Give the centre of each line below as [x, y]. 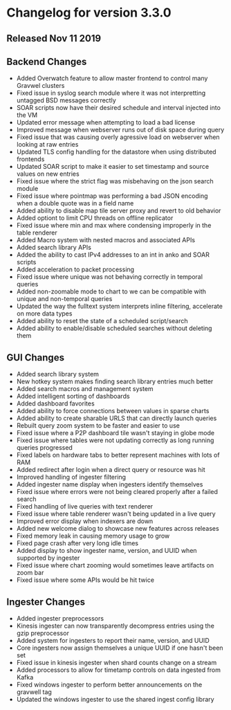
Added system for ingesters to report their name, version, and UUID [113, 641]
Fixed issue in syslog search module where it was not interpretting [111, 93]
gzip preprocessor [43, 633]
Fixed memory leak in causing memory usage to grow [93, 536]
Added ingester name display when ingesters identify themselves [110, 484]
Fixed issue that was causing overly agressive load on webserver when [118, 137]
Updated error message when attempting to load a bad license [105, 122]
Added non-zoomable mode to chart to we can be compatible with [111, 291]
